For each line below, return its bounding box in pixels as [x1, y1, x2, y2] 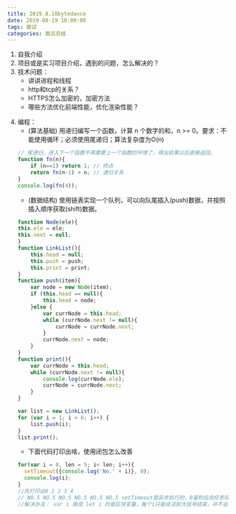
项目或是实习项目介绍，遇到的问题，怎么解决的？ [17, 59, 159, 68]
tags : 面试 [7, 23, 37, 30]
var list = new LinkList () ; [17, 408, 100, 415]
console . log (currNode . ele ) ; [43, 375, 125, 383]
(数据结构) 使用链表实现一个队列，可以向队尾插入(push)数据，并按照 [27, 195, 226, 204]
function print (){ [17, 356, 72, 363]
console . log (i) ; [24, 475, 72, 482]
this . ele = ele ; [17, 225, 65, 232]
